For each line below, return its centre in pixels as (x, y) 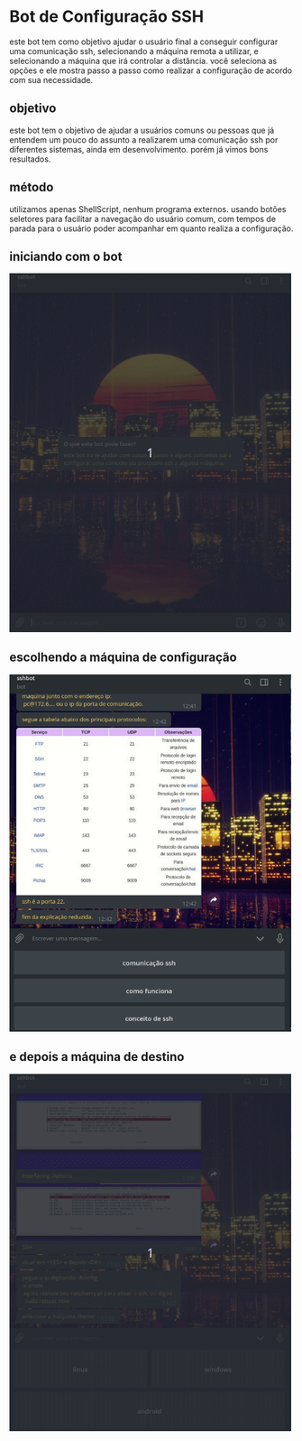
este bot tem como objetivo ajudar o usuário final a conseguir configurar (144, 42)
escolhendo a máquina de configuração (123, 658)
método (32, 187)
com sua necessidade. (51, 79)
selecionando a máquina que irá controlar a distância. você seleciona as (143, 60)
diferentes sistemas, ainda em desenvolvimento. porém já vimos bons (139, 149)
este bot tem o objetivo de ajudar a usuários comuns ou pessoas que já (142, 130)
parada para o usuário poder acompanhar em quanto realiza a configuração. (151, 228)
